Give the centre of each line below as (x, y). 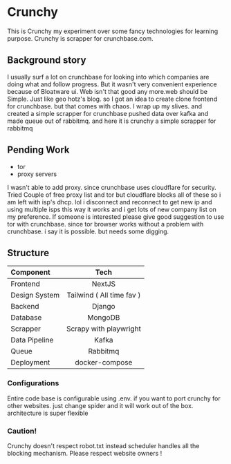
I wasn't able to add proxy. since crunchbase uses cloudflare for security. (112, 187)
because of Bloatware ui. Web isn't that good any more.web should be (107, 91)
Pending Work (38, 150)
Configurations (33, 383)
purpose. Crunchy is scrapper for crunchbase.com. (80, 38)
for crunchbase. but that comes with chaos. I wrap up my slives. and (105, 106)
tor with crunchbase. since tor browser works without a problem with (105, 224)
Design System (35, 296)
